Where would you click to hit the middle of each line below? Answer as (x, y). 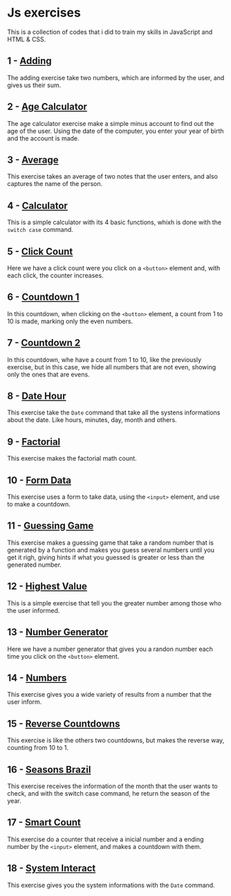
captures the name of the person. (55, 184)
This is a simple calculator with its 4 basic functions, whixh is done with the (114, 222)
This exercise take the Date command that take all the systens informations (114, 412)
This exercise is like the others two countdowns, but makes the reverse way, (116, 740)
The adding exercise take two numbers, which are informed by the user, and (116, 77)
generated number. (35, 565)
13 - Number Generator (58, 632)
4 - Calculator (37, 205)
